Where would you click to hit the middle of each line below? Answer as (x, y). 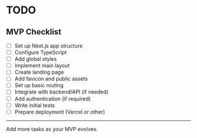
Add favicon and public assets (51, 79)
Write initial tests (35, 105)
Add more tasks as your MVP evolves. (52, 129)
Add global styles (35, 59)
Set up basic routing (39, 85)
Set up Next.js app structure (49, 46)
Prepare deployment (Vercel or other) (60, 112)
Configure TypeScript (40, 53)
